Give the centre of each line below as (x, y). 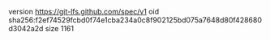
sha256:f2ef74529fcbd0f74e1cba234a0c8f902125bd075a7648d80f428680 (135, 20)
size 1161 (60, 28)
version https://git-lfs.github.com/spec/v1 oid (84, 12)
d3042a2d (26, 28)
